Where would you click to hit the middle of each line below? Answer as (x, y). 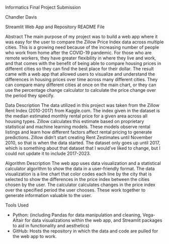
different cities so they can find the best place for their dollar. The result (80, 69)
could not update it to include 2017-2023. (48, 154)
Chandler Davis (21, 17)
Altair (18, 220)
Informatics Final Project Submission (43, 7)
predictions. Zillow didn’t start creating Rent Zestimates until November (79, 137)
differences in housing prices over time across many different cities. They (81, 79)
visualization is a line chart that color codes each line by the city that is (78, 174)
